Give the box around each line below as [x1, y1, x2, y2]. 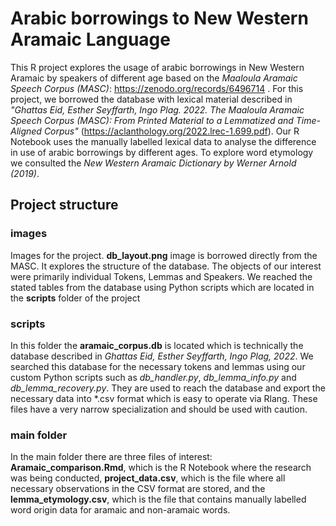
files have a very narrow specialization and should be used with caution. [10, 403, 308, 415]
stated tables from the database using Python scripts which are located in [10, 281, 315, 293]
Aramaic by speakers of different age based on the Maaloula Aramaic [10, 72, 298, 84]
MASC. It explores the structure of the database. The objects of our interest [10, 260, 322, 272]
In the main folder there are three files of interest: [10, 451, 213, 463]
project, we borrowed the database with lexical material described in [10, 93, 293, 105]
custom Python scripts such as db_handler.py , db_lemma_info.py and [10, 371, 297, 383]
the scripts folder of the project [10, 292, 141, 304]
